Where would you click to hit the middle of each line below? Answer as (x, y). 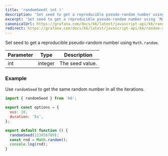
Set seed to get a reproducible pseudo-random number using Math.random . (82, 42)
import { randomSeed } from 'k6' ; (41, 98)
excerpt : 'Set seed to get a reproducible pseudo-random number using (80, 19)
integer (46, 63)
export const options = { (32, 107)
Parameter (20, 55)
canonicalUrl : (20, 24)
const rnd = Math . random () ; (39, 140)
